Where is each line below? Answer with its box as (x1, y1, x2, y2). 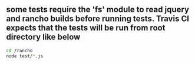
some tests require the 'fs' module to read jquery (6, 5, 190, 15)
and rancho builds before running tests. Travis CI (6, 14, 190, 24)
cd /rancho (6, 47, 33, 53)
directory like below (6, 32, 81, 42)
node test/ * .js (6, 53, 44, 59)
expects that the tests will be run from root (6, 23, 166, 33)
